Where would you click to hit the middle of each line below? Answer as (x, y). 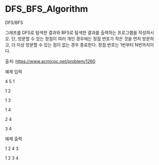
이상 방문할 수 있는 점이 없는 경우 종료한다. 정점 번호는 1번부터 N (77, 44)
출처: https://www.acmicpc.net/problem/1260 (50, 61)
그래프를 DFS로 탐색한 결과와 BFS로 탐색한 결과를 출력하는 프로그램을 (71, 32)
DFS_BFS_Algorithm (47, 9)
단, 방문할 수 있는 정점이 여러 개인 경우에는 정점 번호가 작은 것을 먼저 (76, 39)
